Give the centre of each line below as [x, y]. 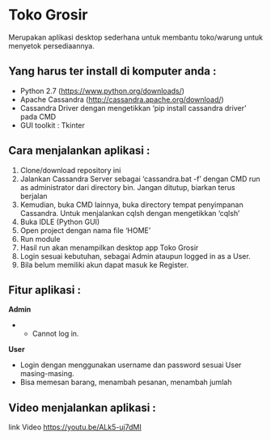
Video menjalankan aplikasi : [82, 407]
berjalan [34, 196]
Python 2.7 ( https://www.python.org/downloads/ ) [102, 91]
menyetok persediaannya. [51, 45]
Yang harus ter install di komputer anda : [112, 72]
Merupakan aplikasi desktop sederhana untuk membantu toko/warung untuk [136, 37]
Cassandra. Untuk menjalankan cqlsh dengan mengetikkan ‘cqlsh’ [130, 213]
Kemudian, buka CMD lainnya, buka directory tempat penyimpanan [132, 205]
